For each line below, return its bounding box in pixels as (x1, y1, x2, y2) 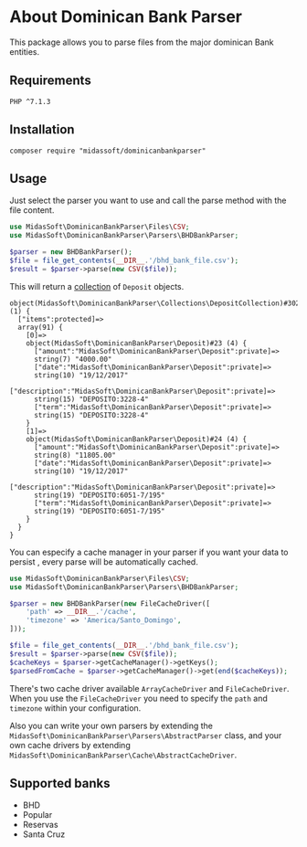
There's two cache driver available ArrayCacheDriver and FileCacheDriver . (9, 683, 290, 693)
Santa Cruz (22, 829, 66, 840)
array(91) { (17, 323, 64, 332)
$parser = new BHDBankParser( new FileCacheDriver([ (9, 598, 210, 609)
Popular (22, 810, 53, 821)
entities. (9, 46, 39, 57)
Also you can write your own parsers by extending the (9, 720, 213, 731)
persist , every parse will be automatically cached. (9, 556, 198, 567)
